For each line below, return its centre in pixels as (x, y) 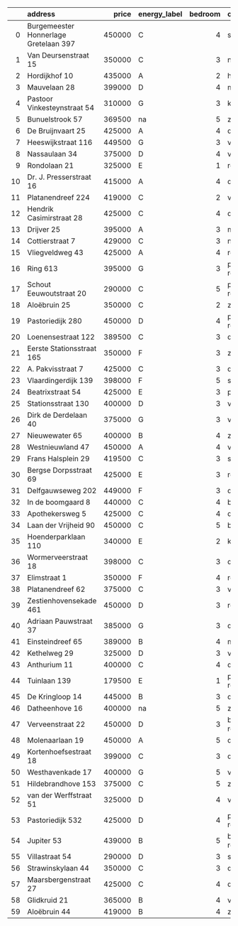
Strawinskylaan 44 (58, 868)
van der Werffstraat (59, 795)
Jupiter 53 (45, 840)
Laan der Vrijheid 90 (61, 525)
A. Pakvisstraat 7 (55, 369)
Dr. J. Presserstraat (59, 177)
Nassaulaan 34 (52, 154)
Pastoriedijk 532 (55, 820)
